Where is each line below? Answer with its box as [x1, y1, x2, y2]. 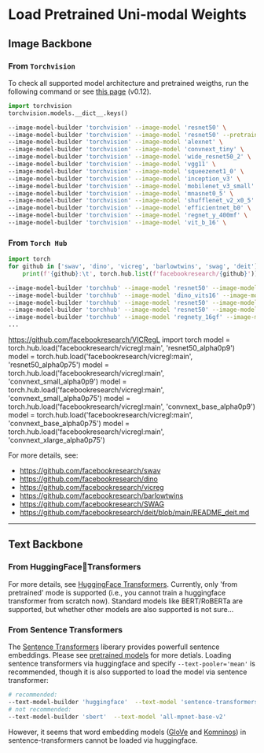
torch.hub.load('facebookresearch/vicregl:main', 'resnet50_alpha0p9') [8, 343, 236, 353]
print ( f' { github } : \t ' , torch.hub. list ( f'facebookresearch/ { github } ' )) [22, 269, 258, 277]
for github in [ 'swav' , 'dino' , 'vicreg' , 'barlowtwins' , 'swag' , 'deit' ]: [8, 262, 262, 271]
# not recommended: [8, 705, 72, 714]
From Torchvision [8, 61, 76, 72]
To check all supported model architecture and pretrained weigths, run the [8, 78, 249, 87]
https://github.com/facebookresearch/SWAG [19, 499, 165, 509]
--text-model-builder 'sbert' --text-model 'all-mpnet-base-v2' [8, 713, 226, 721]
